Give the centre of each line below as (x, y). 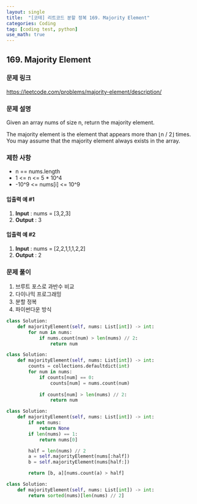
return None (54, 428)
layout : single (26, 12)
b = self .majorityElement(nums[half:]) (79, 462)
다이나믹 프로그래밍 (38, 294)
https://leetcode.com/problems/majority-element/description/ (84, 92)
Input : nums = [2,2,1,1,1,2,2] (50, 248)
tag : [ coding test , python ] (42, 29)
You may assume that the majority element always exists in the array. (93, 141)
